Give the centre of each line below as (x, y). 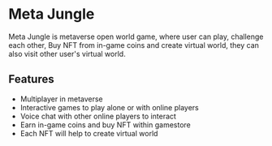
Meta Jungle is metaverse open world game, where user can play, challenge (136, 36)
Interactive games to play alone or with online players (109, 107)
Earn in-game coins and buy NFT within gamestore (105, 125)
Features (31, 79)
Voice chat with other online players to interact (98, 116)
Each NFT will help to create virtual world (89, 133)
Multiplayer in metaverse (61, 99)
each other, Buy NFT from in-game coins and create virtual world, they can (134, 45)
